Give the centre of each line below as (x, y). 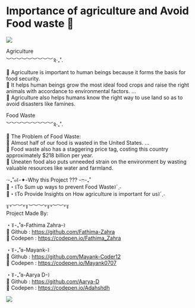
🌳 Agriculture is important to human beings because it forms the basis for (96, 72)
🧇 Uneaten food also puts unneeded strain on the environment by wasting (97, 161)
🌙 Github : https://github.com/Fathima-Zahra (61, 231)
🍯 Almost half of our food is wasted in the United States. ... (78, 142)
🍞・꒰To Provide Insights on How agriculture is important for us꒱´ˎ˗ (86, 193)
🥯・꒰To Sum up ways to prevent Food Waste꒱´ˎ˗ (64, 187)
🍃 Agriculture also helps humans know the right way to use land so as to (95, 97)
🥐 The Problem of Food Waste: (44, 136)
